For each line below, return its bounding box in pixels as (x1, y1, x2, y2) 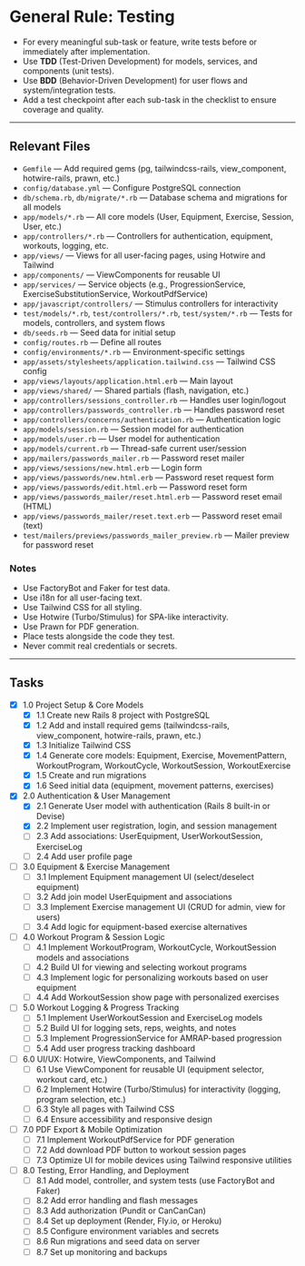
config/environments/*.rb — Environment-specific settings (22, 346, 245, 357)
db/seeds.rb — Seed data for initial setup (22, 327, 176, 338)
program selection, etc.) (35, 1093, 126, 1104)
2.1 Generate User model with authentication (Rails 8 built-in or (35, 801, 271, 812)
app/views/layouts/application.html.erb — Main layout (22, 375, 233, 386)
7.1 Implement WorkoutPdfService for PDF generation (35, 1133, 235, 1145)
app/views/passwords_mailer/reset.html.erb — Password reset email (22, 490, 283, 501)
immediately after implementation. (22, 45, 151, 56)
